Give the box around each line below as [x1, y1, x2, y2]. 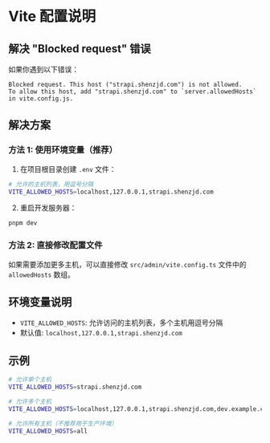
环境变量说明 [8, 295, 72, 309]
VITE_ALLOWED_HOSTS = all [8, 427, 88, 435]
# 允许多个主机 [8, 397, 52, 405]
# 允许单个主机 [8, 376, 52, 384]
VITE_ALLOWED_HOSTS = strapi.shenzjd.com [8, 383, 142, 392]
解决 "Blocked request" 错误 [8, 42, 151, 55]
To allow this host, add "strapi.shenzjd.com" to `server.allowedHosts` [8, 87, 257, 96]
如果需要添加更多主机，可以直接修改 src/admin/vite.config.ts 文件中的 [8, 259, 247, 269]
